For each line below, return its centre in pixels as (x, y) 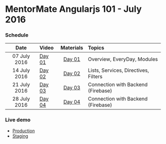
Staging (20, 136)
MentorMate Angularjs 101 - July (73, 9)
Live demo (18, 120)
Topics (96, 48)
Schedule (17, 35)
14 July (21, 70)
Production (23, 131)
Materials (72, 48)
